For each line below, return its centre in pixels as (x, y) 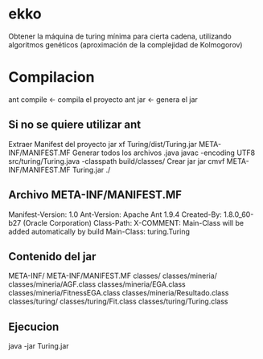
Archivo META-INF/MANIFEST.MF (95, 195)
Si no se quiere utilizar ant (75, 125)
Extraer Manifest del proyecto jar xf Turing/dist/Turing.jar (103, 144)
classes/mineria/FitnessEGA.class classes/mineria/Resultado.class (119, 293)
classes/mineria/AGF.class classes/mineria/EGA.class (97, 284)
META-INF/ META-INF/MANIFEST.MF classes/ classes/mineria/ (113, 276)
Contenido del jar (52, 257)
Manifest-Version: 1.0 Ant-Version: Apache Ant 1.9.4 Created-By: (115, 214)
